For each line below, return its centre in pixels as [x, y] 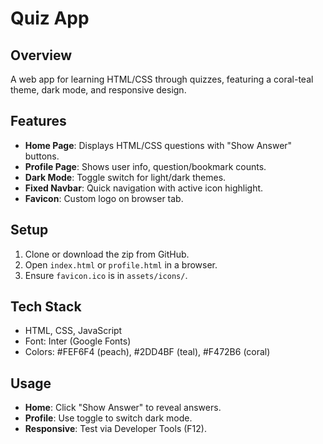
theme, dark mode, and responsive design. [98, 90]
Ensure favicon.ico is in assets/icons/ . [106, 275]
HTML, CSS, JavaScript [73, 331]
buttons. [42, 156]
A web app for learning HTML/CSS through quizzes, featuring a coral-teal [162, 79]
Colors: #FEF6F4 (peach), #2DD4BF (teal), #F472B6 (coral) [147, 352]
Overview [41, 55]
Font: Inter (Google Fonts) [78, 341]
